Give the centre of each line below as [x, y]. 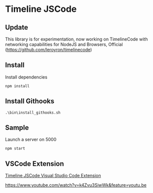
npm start [15, 149]
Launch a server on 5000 [31, 140]
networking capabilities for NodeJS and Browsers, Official [64, 44]
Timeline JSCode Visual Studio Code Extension [53, 176]
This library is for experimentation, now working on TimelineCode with [76, 39]
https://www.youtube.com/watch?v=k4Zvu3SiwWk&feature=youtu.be [76, 185]
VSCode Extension [35, 164]
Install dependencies [26, 77]
